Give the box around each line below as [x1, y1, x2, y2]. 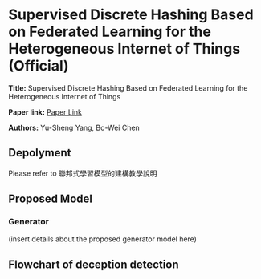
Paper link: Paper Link [8, 107, 83, 117]
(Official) [8, 57, 70, 75]
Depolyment [8, 146, 71, 160]
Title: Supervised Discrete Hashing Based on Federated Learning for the [8, 83, 248, 93]
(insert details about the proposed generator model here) [8, 234, 197, 244]
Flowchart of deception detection [8, 257, 179, 271]
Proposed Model [8, 192, 93, 206]
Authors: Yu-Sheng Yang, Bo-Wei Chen [8, 123, 141, 132]
